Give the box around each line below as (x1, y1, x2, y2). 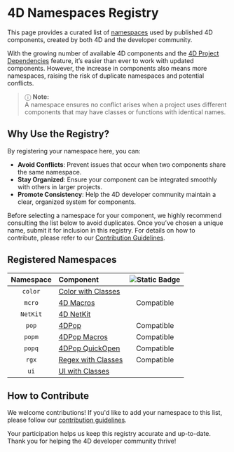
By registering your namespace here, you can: (7, 146, 141, 155)
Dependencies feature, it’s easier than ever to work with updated (7, 56, 194, 64)
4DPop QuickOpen (58, 343, 121, 353)
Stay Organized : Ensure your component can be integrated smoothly (17, 175, 217, 184)
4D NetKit (58, 309, 91, 319)
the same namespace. (17, 167, 82, 176)
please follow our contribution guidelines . (7, 416, 128, 425)
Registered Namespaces (7, 254, 117, 266)
